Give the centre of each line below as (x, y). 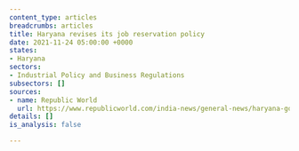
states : (24, 51)
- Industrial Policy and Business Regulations (97, 75)
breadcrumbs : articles (51, 26)
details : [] (31, 116)
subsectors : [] (37, 83)
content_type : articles (53, 17)
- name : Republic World (53, 100)
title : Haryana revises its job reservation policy (107, 34)
